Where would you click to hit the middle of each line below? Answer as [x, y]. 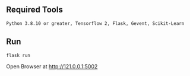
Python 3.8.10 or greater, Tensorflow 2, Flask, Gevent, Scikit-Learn [95, 23]
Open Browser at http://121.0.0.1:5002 [52, 66]
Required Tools [35, 10]
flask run [18, 55]
